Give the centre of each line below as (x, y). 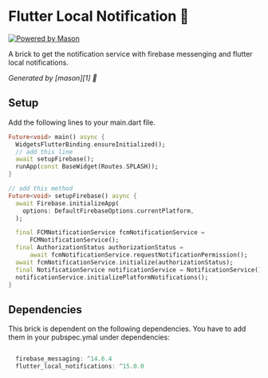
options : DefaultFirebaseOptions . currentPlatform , (108, 211)
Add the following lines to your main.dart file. (82, 122)
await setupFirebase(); (55, 159)
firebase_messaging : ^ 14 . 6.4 (64, 359)
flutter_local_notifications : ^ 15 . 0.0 (80, 367)
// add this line (44, 152)
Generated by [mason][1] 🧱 (53, 78)
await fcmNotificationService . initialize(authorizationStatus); (124, 262)
